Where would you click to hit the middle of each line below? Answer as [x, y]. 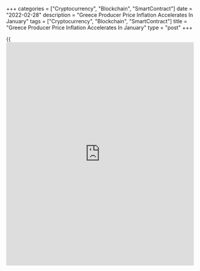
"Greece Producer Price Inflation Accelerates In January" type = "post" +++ [99, 27]
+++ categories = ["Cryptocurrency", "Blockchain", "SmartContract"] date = [99, 9]
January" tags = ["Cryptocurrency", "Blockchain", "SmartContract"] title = [97, 21]
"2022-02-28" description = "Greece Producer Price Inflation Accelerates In [100, 15]
